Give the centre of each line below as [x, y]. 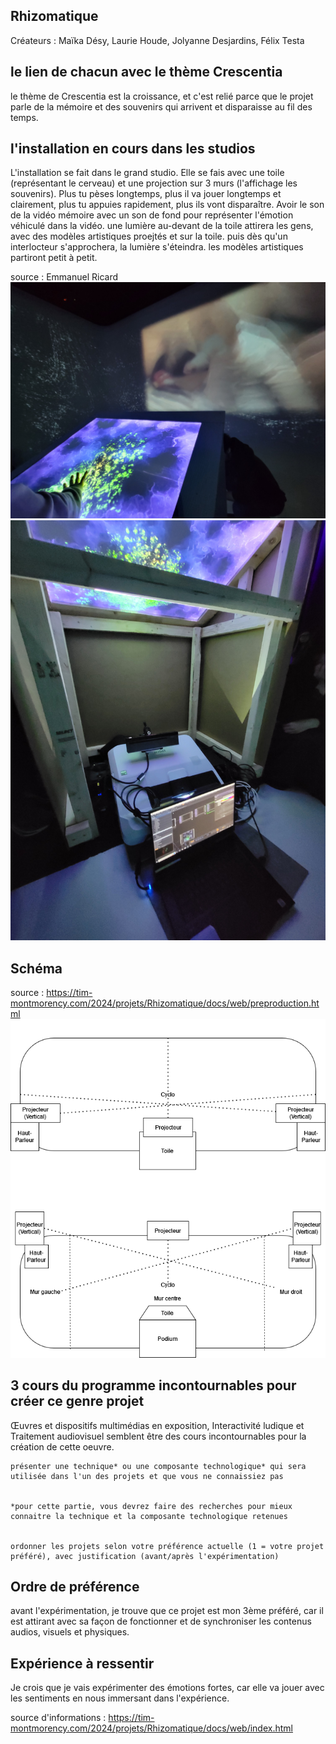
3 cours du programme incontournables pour [153, 1385]
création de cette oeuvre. [62, 1446]
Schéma [36, 968]
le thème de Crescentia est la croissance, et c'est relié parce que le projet [162, 96]
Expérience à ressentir [82, 1663]
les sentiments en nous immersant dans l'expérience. [120, 1698]
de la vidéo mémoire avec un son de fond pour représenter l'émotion [152, 215]
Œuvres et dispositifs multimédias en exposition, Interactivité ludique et [157, 1425]
